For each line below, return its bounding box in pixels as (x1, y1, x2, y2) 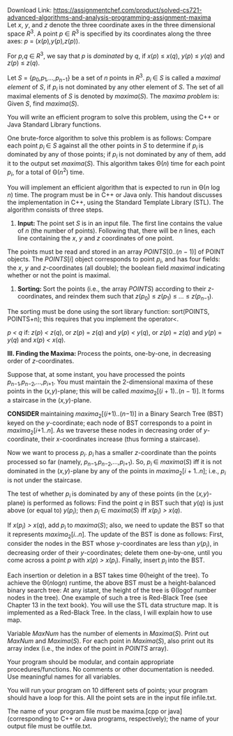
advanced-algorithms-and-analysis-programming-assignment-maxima (7, 13, 211, 22)
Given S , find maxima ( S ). (7, 99, 80, 108)
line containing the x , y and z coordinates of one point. (17, 233, 174, 242)
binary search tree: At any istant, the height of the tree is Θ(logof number (7, 586, 217, 594)
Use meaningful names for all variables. (7, 672, 121, 681)
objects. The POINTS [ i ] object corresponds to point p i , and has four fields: (7, 254, 221, 265)
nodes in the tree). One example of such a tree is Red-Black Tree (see (7, 593, 208, 602)
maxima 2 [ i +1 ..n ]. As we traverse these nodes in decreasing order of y (7, 426, 208, 436)
